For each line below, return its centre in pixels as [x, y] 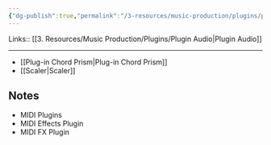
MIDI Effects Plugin [52, 124]
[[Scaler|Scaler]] [48, 70]
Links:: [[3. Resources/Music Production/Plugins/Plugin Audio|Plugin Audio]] [135, 39]
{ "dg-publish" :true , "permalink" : [65, 16]
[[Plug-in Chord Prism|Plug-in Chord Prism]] [94, 62]
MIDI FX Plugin [45, 132]
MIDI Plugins [41, 115]
